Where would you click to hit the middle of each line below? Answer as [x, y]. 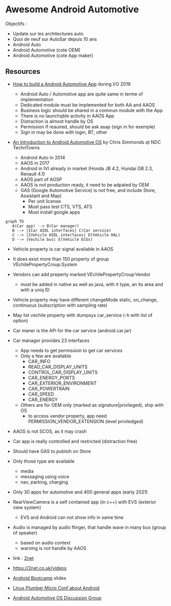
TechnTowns [26, 147]
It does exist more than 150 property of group [61, 259]
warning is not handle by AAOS [53, 548]
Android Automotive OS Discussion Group [57, 598]
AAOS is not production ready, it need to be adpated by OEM [85, 185]
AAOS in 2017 [35, 163]
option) [20, 320]
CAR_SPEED [41, 394]
